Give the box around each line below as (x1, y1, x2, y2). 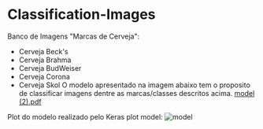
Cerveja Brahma (18, 55, 72, 64)
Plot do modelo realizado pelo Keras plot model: (7, 112, 163, 121)
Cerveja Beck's (18, 46, 69, 56)
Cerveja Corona (18, 72, 70, 81)
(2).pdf (18, 97, 42, 106)
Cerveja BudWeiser (18, 63, 82, 72)
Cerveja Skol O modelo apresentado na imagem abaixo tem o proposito (18, 80, 251, 90)
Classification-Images (7, 6, 156, 24)
